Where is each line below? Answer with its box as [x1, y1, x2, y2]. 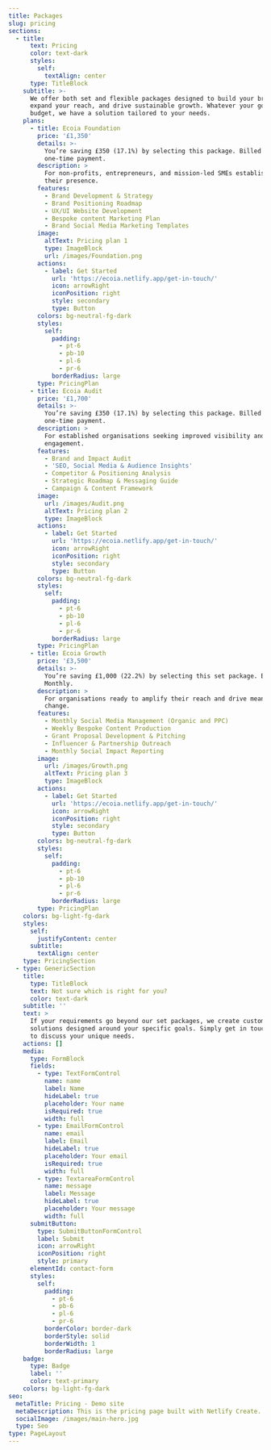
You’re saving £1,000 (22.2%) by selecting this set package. [44, 671, 258, 680]
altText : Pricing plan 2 [44, 507, 128, 515]
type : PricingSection [23, 957, 95, 965]
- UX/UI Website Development [44, 207, 143, 215]
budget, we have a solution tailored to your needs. [29, 110, 211, 118]
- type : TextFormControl [37, 1070, 121, 1078]
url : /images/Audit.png [44, 499, 125, 508]
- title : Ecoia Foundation [29, 124, 121, 132]
